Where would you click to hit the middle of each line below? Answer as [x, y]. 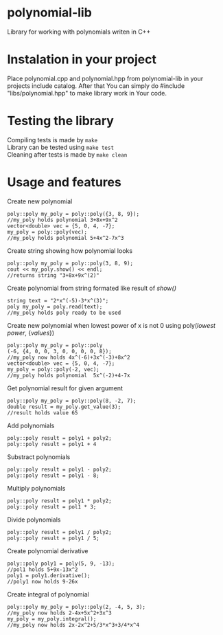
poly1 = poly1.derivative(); [49, 575]
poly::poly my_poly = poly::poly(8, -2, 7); [72, 401]
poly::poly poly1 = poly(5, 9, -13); [61, 564]
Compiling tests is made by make [52, 140]
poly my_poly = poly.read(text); [55, 307]
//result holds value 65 [43, 413]
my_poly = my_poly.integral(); [52, 619]
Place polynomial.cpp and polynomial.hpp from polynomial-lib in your [105, 78]
